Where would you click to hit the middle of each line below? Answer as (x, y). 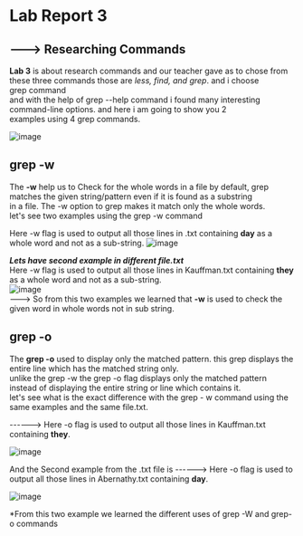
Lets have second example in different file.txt (96, 260)
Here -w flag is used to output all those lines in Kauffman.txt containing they (151, 270)
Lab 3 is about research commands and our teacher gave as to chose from (149, 71)
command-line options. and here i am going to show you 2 (118, 109)
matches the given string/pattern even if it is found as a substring (131, 196)
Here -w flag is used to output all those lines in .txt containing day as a (141, 233)
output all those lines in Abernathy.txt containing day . (109, 479)
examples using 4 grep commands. (75, 119)
